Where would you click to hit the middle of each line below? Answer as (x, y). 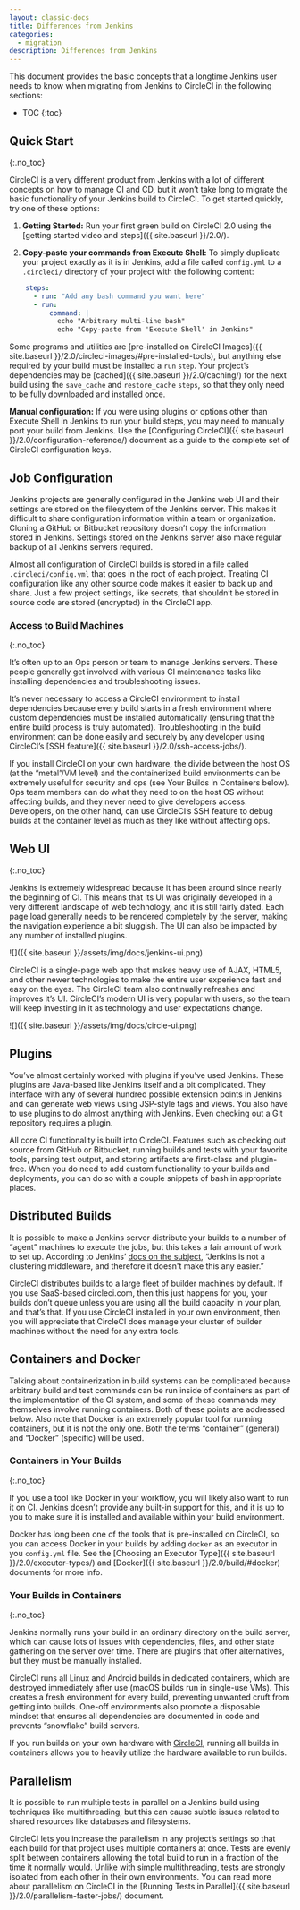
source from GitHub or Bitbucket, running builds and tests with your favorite (149, 1149)
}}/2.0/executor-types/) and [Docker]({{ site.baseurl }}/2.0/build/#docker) (145, 1563)
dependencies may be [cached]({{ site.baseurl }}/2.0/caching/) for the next (148, 375)
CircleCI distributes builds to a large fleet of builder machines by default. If (146, 1283)
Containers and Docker (75, 1359)
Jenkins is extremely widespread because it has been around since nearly (146, 888)
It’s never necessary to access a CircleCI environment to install (125, 698)
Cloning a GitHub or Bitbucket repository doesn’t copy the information (138, 528)
